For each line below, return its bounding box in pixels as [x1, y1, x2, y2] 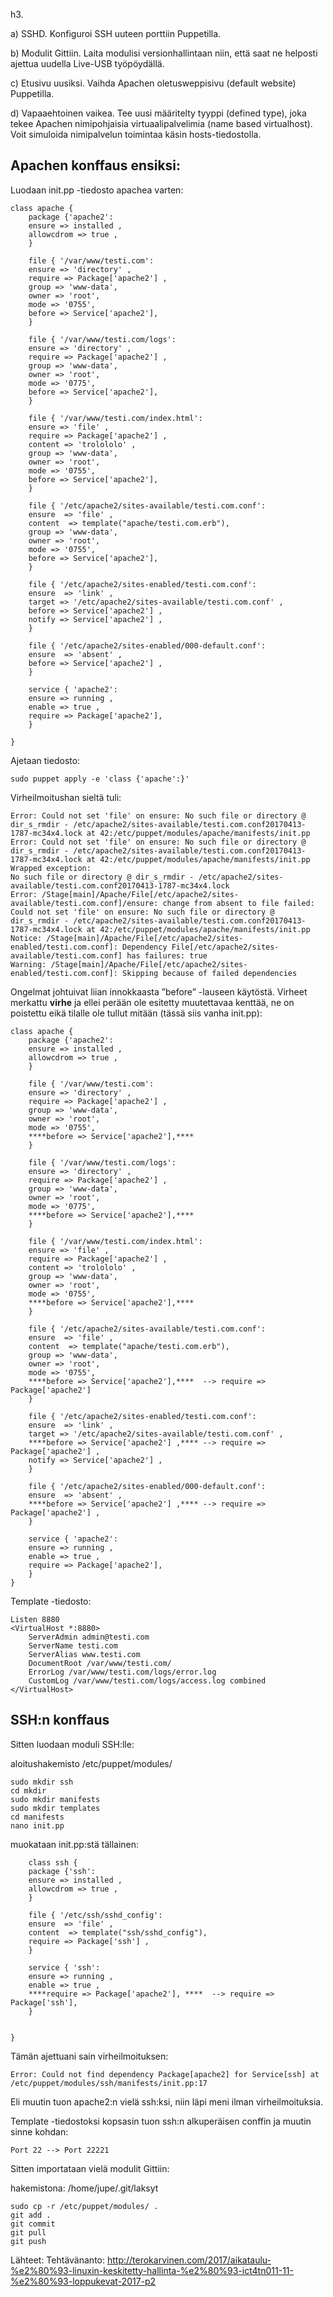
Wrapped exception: [10, 863, 92, 873]
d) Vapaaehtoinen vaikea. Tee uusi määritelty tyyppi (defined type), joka [10, 107, 307, 119]
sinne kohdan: [10, 2125, 69, 2138]
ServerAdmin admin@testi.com [28, 1632, 150, 1642]
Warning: [10, 959, 47, 969]
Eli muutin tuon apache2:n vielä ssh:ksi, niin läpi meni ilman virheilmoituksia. [10, 2095, 324, 2108]
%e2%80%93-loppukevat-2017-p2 [10, 2275, 157, 2287]
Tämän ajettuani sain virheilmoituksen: [10, 2050, 169, 2062]
